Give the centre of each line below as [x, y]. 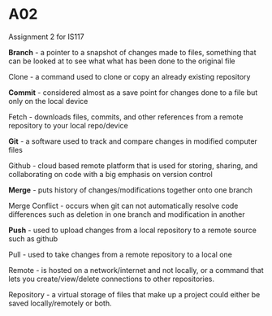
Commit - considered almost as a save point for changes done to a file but [133, 92]
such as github [33, 238]
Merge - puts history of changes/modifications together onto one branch [131, 190]
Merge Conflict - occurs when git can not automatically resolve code [123, 206]
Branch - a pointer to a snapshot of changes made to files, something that [132, 52]
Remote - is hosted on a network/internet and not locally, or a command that [136, 270]
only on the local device [48, 101]
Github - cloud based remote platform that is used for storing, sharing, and [133, 165]
